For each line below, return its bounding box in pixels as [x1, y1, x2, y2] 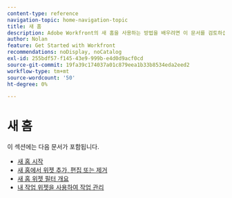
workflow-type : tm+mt [7, 68, 70, 75]
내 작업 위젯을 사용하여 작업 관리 [17, 184, 104, 192]
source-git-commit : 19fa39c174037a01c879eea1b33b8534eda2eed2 [7, 61, 190, 68]
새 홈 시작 [17, 157, 43, 166]
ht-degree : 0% [7, 81, 48, 88]
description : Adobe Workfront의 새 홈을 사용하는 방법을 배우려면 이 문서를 [7, 29, 206, 37]
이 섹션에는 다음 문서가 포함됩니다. [7, 143, 99, 151]
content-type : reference [7, 10, 79, 17]
